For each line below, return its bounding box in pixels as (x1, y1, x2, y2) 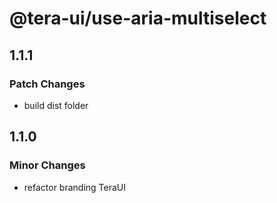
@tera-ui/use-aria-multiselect (9, 7, 267, 30)
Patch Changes (9, 77, 86, 91)
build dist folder (23, 99, 89, 111)
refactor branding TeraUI (23, 181, 127, 193)
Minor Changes (9, 158, 86, 172)
